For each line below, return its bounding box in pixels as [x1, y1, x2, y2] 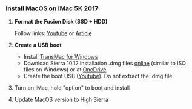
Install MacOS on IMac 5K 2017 [5, 4, 99, 13]
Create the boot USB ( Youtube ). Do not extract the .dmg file [23, 73, 173, 80]
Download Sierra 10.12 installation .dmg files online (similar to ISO [23, 59, 186, 67]
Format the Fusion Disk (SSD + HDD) [14, 18, 108, 25]
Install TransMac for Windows [23, 53, 98, 61]
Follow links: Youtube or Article [14, 30, 92, 37]
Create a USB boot [14, 41, 62, 49]
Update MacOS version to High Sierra [14, 96, 108, 104]
